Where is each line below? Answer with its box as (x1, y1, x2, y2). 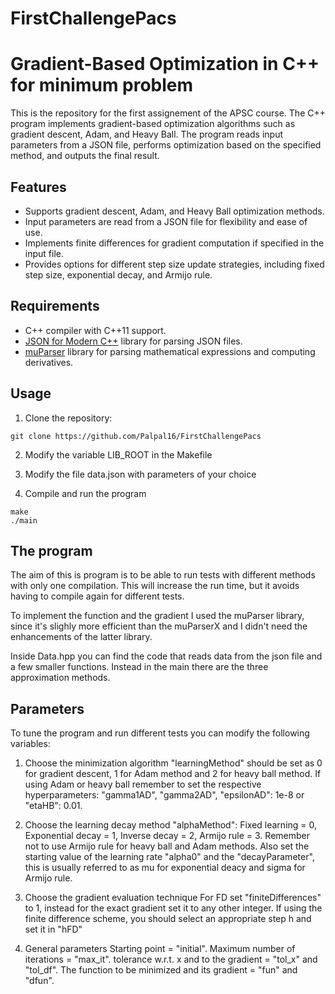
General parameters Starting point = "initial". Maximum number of (24, 943, 296, 955)
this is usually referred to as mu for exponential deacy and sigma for (24, 862, 306, 874)
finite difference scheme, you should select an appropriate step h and (24, 913, 312, 925)
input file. (24, 247, 64, 259)
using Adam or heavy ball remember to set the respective (24, 778, 262, 791)
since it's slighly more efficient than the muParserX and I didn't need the (10, 620, 308, 632)
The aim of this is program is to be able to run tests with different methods (10, 569, 316, 581)
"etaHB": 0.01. (24, 800, 83, 812)
